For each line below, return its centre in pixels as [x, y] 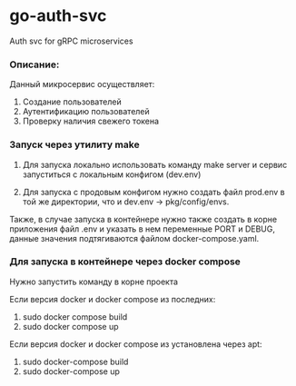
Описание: [35, 64]
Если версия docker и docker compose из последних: [113, 299]
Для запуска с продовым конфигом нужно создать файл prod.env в [153, 192]
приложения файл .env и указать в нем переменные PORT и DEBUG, [142, 229]
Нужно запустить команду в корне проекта [94, 282]
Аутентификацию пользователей [86, 112]
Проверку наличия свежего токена [91, 121]
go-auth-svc [58, 16]
